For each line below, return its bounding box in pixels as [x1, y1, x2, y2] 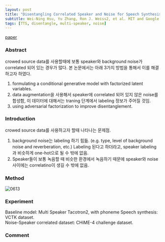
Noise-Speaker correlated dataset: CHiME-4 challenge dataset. [5, 219, 134, 226]
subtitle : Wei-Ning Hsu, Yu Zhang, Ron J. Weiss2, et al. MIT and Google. [5, 16, 162, 21]
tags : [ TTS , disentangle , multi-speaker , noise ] [5, 21, 107, 26]
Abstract [5, 47, 27, 54]
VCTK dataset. [5, 215, 34, 220]
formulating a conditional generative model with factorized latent [12, 81, 143, 86]
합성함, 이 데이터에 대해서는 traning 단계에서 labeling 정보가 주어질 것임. [12, 98, 151, 104]
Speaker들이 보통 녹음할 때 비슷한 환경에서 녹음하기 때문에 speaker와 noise [12, 156, 159, 162]
